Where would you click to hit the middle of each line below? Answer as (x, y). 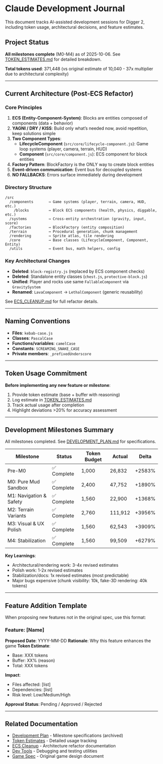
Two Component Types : (37, 139)
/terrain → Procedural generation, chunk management (73, 231)
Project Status (27, 43)
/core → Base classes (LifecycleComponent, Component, (79, 240)
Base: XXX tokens (30, 655)
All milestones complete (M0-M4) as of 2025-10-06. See (63, 54)
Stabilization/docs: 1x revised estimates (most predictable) (70, 575)
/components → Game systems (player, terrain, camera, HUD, (78, 202)
